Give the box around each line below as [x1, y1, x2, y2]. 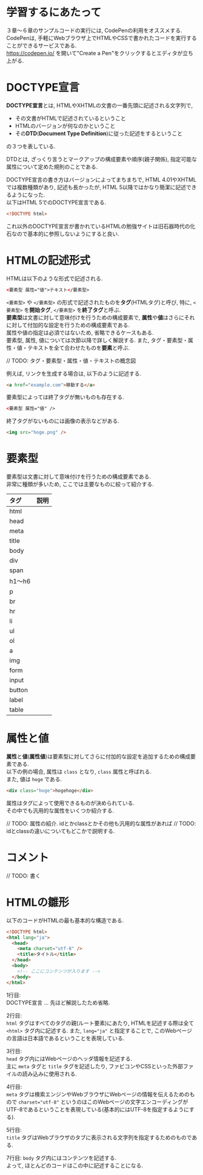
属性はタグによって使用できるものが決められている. [6, 799, 135, 807]
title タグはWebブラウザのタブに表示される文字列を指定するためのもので [6, 1134, 192, 1141]
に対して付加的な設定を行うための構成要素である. [6, 321, 130, 328]
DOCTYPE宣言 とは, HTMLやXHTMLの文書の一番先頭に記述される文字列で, [6, 101, 193, 109]
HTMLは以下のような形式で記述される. [6, 275, 103, 282]
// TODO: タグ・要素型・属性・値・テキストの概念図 [6, 357, 136, 364]
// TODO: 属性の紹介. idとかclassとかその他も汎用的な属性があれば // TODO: [6, 819, 196, 827]
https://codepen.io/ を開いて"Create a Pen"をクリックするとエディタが [6, 49, 183, 56]
